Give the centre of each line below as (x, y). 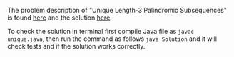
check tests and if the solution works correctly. (76, 46)
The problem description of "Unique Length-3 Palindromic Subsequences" (117, 10)
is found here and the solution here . (60, 18)
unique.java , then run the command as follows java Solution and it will (112, 39)
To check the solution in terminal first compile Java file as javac (101, 31)
